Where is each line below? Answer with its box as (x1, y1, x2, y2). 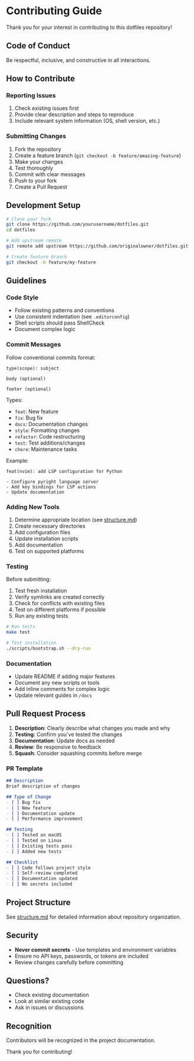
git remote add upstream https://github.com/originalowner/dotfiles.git (6, 244, 189, 249)
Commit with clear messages (14, 170, 86, 178)
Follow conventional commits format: (6, 353, 96, 361)
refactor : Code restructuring (14, 433, 86, 440)
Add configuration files (14, 528, 71, 536)
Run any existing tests (14, 612, 68, 619)
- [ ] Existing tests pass (6, 843, 73, 849)
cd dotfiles (6, 227, 35, 233)
